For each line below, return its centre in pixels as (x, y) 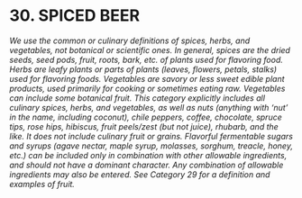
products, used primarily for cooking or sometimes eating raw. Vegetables (147, 88)
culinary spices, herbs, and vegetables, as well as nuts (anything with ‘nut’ (149, 107)
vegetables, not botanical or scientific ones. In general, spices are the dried (150, 49)
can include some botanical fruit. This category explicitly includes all (137, 98)
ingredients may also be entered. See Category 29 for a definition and (140, 174)
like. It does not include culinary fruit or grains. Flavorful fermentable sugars (151, 136)
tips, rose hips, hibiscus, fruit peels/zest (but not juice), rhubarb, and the (144, 126)
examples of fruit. (42, 184)
